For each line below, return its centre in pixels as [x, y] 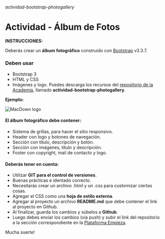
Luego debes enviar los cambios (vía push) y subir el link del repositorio [86, 217]
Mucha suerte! [20, 232]
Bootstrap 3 [24, 74]
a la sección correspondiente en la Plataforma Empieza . [69, 223]
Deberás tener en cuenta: [32, 164]
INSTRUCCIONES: [24, 41]
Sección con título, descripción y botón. [53, 142]
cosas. [19, 191]
